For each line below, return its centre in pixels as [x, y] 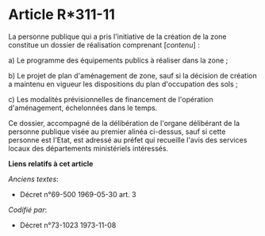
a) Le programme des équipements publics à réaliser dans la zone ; [118, 60]
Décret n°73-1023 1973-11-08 [68, 225]
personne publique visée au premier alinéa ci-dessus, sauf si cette [117, 131]
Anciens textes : [34, 179]
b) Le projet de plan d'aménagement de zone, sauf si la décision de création [132, 75]
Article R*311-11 [61, 15]
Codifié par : [28, 209]
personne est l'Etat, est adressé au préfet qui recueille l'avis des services [128, 139]
